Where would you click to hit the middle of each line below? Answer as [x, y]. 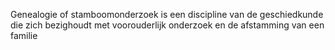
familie [24, 35]
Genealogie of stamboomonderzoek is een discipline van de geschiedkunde [167, 14]
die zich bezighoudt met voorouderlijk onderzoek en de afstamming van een [167, 25]
